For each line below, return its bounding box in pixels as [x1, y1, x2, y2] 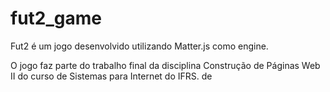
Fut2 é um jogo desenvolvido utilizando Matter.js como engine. [10, 40, 269, 52]
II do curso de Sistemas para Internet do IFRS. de [10, 70, 213, 82]
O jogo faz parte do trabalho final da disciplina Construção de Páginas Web [10, 59, 321, 71]
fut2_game [10, 7, 102, 30]
